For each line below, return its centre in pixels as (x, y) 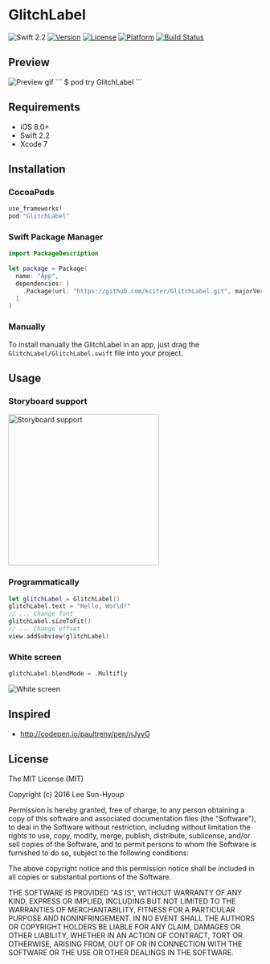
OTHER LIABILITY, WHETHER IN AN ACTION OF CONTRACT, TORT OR (125, 935)
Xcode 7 (34, 143)
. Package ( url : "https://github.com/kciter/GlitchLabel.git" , (127, 291)
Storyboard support (48, 401)
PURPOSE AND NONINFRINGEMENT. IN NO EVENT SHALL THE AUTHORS (132, 918)
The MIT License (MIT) (46, 779)
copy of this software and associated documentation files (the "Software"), (133, 818)
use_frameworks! (35, 209)
